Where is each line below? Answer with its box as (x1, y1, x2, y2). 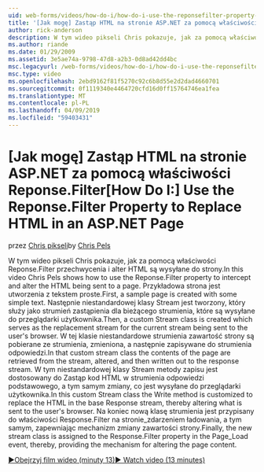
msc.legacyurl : (8, 63, 58, 71)
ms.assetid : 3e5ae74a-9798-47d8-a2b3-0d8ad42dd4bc (8, 56, 178, 64)
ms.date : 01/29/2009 (8, 48, 76, 56)
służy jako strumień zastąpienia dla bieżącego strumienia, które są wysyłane (8, 306, 255, 315)
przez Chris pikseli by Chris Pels (8, 241, 112, 250)
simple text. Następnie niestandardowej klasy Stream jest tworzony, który (8, 297, 246, 307)
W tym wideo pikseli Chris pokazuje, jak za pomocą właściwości (8, 256, 216, 265)
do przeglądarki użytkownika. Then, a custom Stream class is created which (8, 314, 253, 323)
